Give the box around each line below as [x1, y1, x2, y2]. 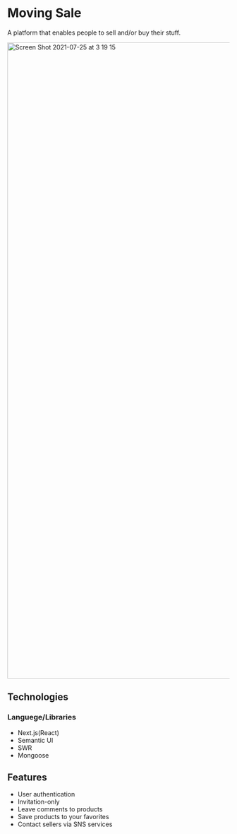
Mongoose [17, 751, 49, 759]
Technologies [7, 691, 69, 703]
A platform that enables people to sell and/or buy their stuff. [7, 28, 181, 37]
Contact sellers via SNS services [17, 820, 113, 828]
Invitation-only [17, 797, 60, 806]
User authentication [17, 790, 75, 799]
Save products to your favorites [17, 813, 109, 821]
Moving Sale [7, 5, 82, 21]
